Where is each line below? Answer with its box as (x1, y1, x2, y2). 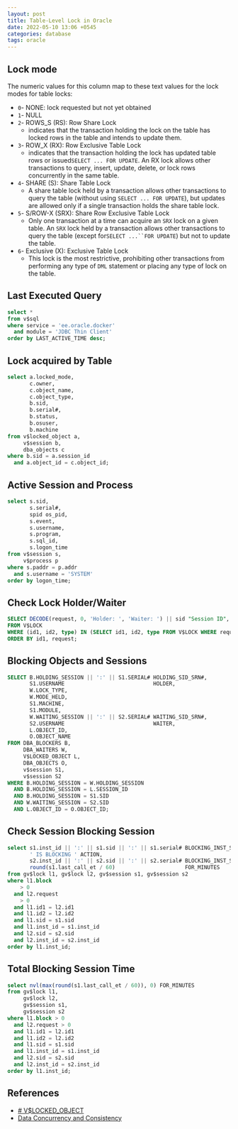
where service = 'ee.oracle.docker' (7, 322, 115, 329)
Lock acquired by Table (7, 354, 113, 366)
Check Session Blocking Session (7, 825, 155, 838)
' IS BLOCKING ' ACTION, (29, 851, 103, 858)
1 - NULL (17, 111, 42, 119)
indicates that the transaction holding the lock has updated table (28, 148, 216, 157)
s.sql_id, (29, 538, 59, 545)
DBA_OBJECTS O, (23, 759, 69, 767)
